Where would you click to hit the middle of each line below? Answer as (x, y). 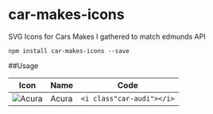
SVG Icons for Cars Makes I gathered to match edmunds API (107, 36)
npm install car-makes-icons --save (69, 51)
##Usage (23, 66)
